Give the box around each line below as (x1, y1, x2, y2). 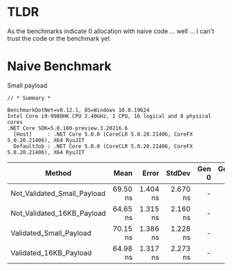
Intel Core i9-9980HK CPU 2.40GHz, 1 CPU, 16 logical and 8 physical (7, 112, 212, 119)
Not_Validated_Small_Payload (10, 188, 106, 198)
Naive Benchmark (7, 59, 112, 74)
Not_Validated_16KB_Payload (10, 208, 106, 218)
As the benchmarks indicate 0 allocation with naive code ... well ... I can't (7, 27, 215, 35)
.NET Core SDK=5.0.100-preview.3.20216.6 (7, 125, 128, 132)
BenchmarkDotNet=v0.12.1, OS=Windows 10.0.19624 (7, 106, 150, 114)
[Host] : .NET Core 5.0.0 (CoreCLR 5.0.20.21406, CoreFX (13, 130, 193, 138)
